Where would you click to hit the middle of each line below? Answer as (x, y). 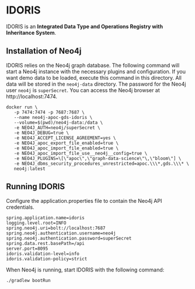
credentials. (20, 207)
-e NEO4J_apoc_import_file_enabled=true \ (66, 148)
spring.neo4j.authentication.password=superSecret (69, 238)
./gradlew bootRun (28, 280)
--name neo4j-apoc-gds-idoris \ (53, 117)
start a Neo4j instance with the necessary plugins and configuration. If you (96, 72)
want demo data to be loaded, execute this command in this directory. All (94, 77)
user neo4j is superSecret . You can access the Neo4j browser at (83, 90)
